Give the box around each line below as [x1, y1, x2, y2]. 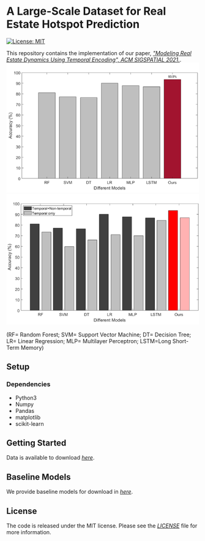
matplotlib [15, 414, 41, 421]
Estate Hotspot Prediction [6, 17, 140, 31]
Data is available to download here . [6, 454, 95, 461]
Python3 [15, 394, 37, 401]
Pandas [15, 407, 35, 414]
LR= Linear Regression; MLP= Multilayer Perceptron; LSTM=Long [6, 337, 171, 344]
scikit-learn [15, 420, 44, 427]
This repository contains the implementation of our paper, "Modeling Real [6, 49, 192, 56]
